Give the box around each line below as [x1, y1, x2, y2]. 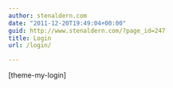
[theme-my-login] [8, 70, 66, 80]
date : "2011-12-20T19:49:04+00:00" [8, 19, 127, 27]
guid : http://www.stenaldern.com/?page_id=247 [8, 26, 166, 34]
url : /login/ [8, 42, 52, 50]
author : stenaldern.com [8, 11, 88, 20]
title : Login [8, 34, 52, 42]
